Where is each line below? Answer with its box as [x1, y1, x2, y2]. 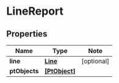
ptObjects [9, 67, 39, 75]
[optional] [81, 57, 110, 65]
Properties [6, 29, 48, 39]
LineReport [6, 4, 64, 18]
